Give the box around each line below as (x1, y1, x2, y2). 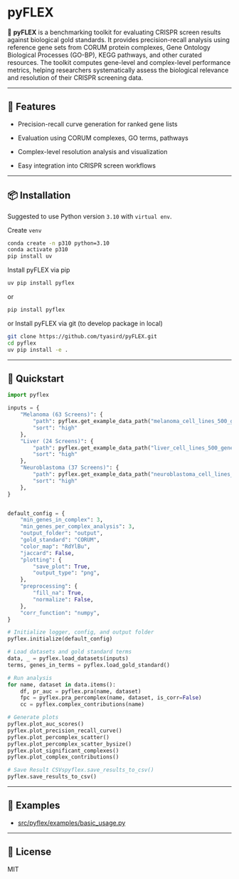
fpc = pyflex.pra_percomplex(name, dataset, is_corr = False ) (20, 694, 202, 701)
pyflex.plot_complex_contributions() (7, 753, 119, 761)
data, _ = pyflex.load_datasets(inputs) (7, 655, 129, 662)
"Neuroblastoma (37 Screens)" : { (20, 464, 119, 472)
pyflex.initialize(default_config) (7, 636, 113, 643)
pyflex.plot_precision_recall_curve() (7, 727, 122, 734)
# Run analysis (7, 674, 53, 681)
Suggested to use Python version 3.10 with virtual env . (7, 212, 172, 220)
